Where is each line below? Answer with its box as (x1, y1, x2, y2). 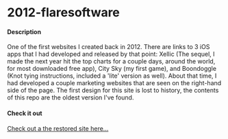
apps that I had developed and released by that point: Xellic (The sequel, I (7, 50, 215, 59)
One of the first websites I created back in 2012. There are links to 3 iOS (7, 43, 210, 51)
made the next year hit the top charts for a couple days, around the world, (7, 57, 216, 65)
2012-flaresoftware (7, 5, 120, 20)
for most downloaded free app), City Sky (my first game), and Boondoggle (7, 65, 217, 73)
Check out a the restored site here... (7, 124, 109, 132)
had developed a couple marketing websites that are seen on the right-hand (7, 79, 222, 87)
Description (7, 27, 42, 35)
